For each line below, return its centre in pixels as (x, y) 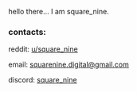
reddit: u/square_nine (43, 49)
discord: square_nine (43, 80)
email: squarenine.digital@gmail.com (69, 65)
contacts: (27, 32)
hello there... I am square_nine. (59, 11)
